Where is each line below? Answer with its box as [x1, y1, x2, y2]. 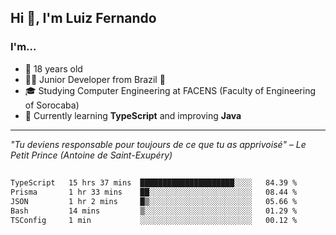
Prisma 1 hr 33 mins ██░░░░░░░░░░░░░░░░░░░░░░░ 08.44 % [10, 187, 298, 197]
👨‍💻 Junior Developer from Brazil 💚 [24, 73, 166, 85]
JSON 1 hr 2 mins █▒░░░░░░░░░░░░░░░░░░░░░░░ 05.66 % [10, 196, 298, 206]
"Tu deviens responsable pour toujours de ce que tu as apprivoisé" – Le [10, 138, 307, 150]
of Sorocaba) [24, 99, 80, 111]
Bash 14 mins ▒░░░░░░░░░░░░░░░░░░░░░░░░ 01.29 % [10, 206, 298, 216]
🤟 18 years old [24, 62, 83, 75]
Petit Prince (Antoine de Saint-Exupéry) [10, 149, 173, 161]
